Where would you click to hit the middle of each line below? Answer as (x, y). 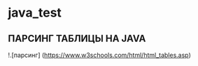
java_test (35, 13)
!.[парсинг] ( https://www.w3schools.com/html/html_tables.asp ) (100, 55)
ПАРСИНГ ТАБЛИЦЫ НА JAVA (77, 39)
